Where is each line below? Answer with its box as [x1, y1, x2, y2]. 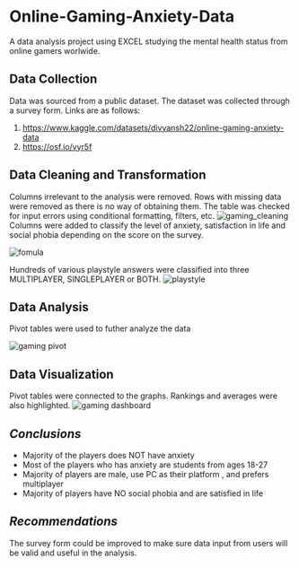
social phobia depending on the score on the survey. [9, 229, 204, 240]
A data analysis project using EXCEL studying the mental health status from [9, 36, 289, 47]
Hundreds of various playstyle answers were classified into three [9, 264, 250, 275]
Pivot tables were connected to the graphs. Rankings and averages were [9, 390, 278, 401]
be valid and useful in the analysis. [9, 547, 137, 558]
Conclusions [9, 426, 82, 441]
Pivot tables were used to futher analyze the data [9, 323, 191, 334]
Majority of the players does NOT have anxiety [22, 450, 195, 460]
